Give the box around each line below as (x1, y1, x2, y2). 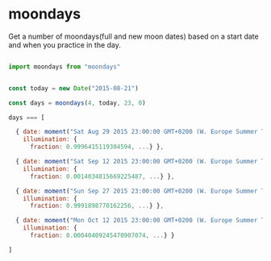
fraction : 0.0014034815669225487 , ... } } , (29, 172, 175, 180)
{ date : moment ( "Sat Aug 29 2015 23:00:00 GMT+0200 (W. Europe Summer (15, 128, 258, 136)
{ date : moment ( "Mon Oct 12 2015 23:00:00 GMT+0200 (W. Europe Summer (15, 217, 258, 225)
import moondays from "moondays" (8, 62, 121, 71)
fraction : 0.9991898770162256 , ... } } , (29, 202, 164, 210)
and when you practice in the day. (8, 39, 121, 49)
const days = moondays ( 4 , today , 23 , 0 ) (8, 98, 147, 107)
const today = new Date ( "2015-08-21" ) (8, 84, 139, 93)
